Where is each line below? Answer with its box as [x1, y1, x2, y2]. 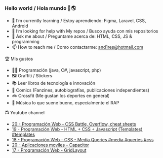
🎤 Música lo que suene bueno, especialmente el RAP [11, 100, 120, 106]
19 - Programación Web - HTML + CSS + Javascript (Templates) [11, 126, 143, 132]
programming [11, 39, 40, 45]
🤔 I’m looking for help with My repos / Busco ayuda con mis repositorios [11, 28, 159, 34]
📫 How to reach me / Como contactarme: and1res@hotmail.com [11, 44, 144, 50]
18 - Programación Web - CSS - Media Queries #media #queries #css [11, 137, 154, 143]
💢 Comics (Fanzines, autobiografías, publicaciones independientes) [11, 87, 150, 93]
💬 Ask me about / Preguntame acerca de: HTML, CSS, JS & [11, 33, 132, 39]
